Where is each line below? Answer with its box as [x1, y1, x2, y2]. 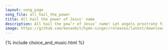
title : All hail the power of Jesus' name [5, 16, 95, 21]
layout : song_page [5, 7, 43, 12]
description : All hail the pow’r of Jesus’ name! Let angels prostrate [5, 21, 157, 26]
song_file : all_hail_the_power [5, 12, 70, 17]
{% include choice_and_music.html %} [5, 39, 85, 45]
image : [5, 26, 19, 31]
